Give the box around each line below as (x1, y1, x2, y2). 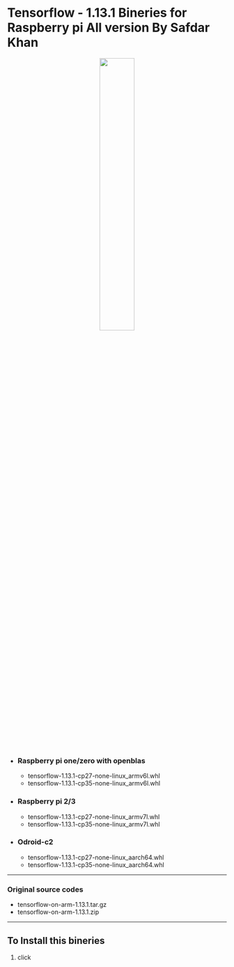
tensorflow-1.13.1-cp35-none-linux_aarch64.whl (27, 860, 165, 869)
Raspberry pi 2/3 (17, 797, 76, 806)
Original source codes (7, 885, 84, 894)
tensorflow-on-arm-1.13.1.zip (17, 908, 100, 916)
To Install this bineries (7, 934, 105, 947)
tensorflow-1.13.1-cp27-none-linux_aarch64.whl (27, 853, 164, 862)
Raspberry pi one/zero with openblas (17, 755, 146, 765)
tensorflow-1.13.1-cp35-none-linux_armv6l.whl (27, 779, 161, 788)
